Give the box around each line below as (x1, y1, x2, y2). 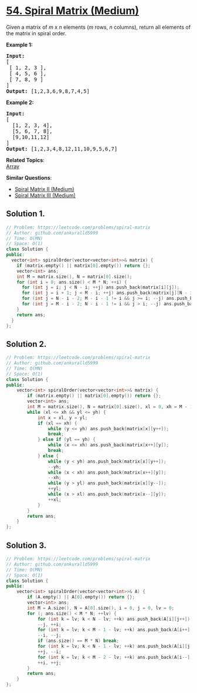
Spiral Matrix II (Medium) (14, 185, 74, 192)
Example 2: (6, 99, 34, 106)
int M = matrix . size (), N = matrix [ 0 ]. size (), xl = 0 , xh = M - (27, 404, 188, 410)
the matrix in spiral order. (6, 29, 67, 36)
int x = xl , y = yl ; (37, 414, 88, 421)
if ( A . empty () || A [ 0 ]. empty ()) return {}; (27, 594, 135, 600)
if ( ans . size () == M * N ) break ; (37, 638, 119, 644)
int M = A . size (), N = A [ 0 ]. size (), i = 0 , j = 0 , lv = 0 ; (27, 605, 175, 611)
